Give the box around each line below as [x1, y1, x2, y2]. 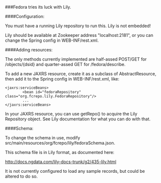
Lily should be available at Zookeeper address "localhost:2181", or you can [5, 33, 154, 38]
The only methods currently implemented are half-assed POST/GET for [5, 56, 147, 62]
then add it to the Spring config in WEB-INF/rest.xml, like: [5, 76, 120, 82]
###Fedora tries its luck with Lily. [5, 4, 71, 10]
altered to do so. [5, 173, 38, 179]
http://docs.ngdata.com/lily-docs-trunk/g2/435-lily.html [5, 159, 116, 165]
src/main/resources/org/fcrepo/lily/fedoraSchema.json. [5, 140, 115, 146]
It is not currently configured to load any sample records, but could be [5, 168, 145, 174]
